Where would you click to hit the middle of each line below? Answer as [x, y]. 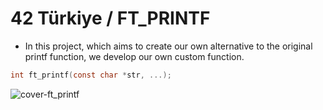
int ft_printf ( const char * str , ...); [91, 75]
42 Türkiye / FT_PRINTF [110, 18]
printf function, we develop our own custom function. [134, 56]
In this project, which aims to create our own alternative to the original [168, 46]
